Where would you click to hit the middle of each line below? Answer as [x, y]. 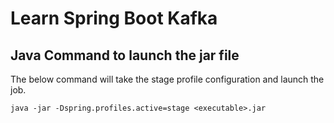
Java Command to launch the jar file [125, 55]
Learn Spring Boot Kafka [114, 18]
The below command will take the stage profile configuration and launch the [167, 79]
